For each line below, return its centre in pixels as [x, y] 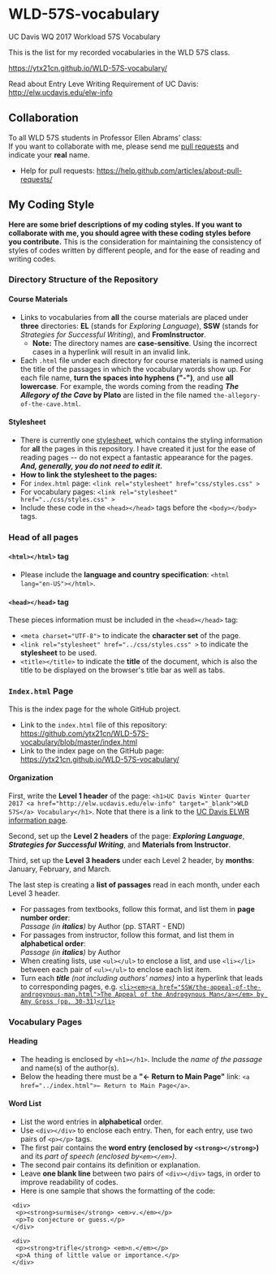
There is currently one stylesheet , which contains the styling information [141, 440]
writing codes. [32, 259]
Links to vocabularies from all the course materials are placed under [134, 317]
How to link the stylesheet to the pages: [88, 474]
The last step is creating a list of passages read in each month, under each [134, 884]
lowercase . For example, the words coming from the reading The [129, 386]
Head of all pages [43, 537]
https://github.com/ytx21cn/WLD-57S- [84, 733]
